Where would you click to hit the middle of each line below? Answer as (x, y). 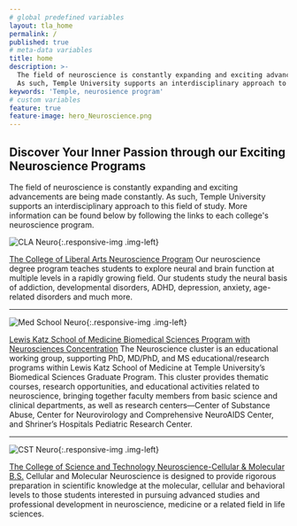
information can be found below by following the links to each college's (139, 215)
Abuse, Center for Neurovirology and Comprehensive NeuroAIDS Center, (141, 414)
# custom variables (45, 100)
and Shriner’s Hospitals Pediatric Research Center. (101, 424)
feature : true (35, 108)
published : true (39, 42)
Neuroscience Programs (77, 166)
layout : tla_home (41, 26)
